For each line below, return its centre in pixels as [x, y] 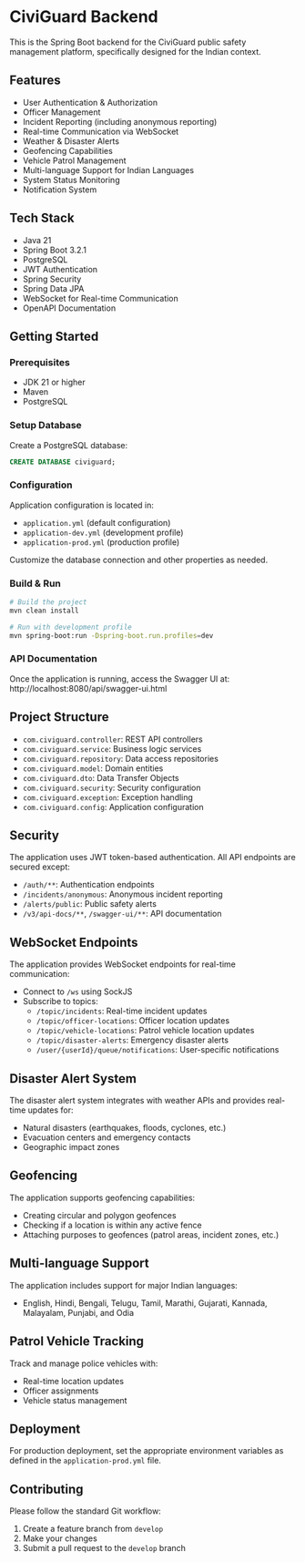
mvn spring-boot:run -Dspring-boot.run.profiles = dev [112, 635]
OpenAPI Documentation [69, 308]
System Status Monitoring [71, 180]
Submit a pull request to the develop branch [104, 1548]
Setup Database [46, 426]
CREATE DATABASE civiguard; [63, 462]
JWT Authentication [60, 269]
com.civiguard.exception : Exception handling [108, 797]
